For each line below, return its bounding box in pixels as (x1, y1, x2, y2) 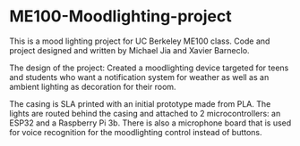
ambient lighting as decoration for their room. (9, 81, 176, 92)
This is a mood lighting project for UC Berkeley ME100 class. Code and (9, 36, 270, 46)
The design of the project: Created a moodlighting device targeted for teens (9, 62, 289, 73)
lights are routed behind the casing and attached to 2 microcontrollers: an (9, 108, 281, 118)
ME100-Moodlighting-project (9, 6, 233, 27)
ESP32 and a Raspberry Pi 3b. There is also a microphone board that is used (9, 118, 292, 128)
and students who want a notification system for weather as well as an (9, 71, 270, 82)
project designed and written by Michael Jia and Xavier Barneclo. (9, 45, 250, 55)
